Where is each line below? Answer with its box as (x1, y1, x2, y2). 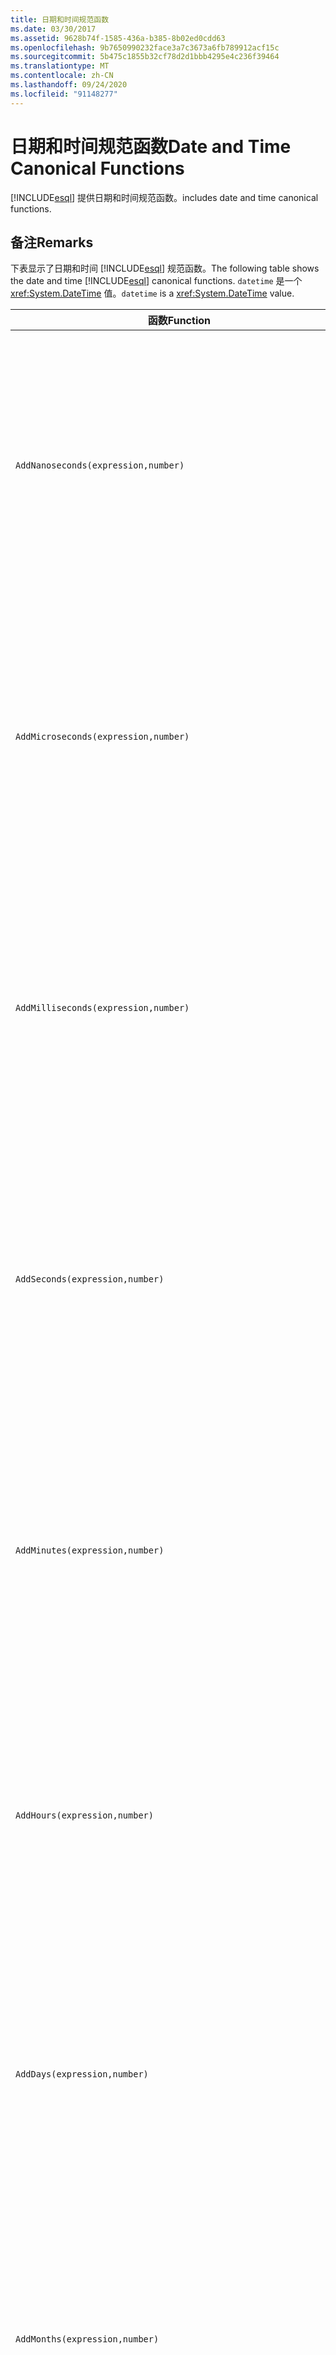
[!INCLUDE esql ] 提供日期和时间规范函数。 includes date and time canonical (10, 191, 319, 203)
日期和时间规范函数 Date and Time (10, 135, 292, 158)
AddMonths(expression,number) (15, 2334, 160, 2345)
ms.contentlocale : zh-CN (10, 71, 114, 81)
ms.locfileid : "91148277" (10, 89, 118, 99)
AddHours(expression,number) (15, 1810, 154, 1821)
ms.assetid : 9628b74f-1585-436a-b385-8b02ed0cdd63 (10, 33, 226, 43)
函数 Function (147, 314, 211, 328)
